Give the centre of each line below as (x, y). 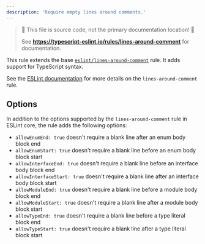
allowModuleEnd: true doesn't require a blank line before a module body (106, 190)
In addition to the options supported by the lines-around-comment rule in (97, 119)
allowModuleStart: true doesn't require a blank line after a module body (106, 203)
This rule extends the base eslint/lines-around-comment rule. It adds (93, 60)
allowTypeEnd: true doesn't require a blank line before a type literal (100, 216)
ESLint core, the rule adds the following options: (67, 125)
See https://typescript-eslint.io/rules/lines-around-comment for (105, 41)
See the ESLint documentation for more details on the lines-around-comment (102, 78)
